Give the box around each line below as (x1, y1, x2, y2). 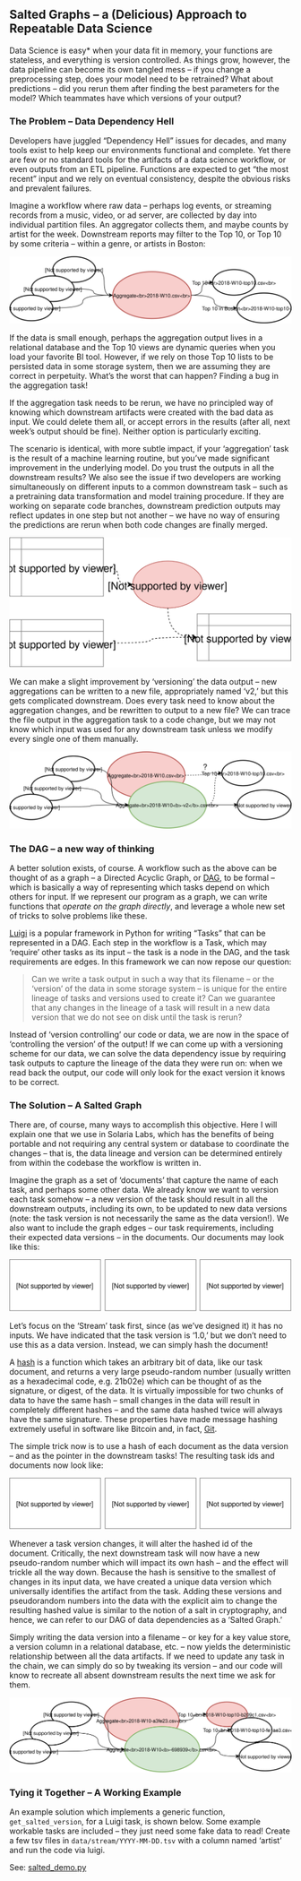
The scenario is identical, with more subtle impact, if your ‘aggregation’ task (9, 444, 289, 454)
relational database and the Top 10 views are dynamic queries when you (9, 342, 276, 353)
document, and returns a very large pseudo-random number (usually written (9, 1366, 291, 1376)
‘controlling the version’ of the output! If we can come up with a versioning (9, 1039, 284, 1049)
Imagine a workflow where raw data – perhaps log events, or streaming (9, 201, 271, 211)
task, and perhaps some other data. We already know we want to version (9, 1185, 279, 1195)
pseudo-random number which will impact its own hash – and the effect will (9, 1557, 288, 1568)
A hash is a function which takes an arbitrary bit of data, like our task (9, 1357, 262, 1368)
